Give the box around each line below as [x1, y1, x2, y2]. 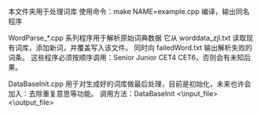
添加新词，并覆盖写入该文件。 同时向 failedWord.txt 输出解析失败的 [35, 43, 253, 52]
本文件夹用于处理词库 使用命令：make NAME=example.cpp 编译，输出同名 [8, 7, 250, 16]
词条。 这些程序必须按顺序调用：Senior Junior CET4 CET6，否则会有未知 [8, 53, 244, 62]
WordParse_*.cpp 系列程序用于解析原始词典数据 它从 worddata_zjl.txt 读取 [8, 34, 247, 42]
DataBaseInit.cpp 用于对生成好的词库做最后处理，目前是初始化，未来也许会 [8, 79, 252, 88]
